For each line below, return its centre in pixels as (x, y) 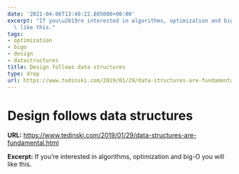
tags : (15, 34)
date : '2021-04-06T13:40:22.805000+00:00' (71, 14)
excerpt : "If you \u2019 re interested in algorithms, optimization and (114, 21)
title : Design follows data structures (67, 67)
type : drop (23, 73)
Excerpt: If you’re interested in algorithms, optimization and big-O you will (116, 157)
